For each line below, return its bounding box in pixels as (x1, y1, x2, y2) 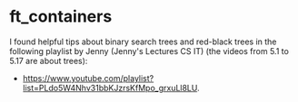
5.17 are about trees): (9, 55, 88, 66)
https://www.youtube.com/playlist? (22, 72, 154, 83)
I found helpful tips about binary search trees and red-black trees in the (9, 36, 277, 47)
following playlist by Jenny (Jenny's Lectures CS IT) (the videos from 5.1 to (9, 45, 289, 56)
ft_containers (9, 6, 113, 27)
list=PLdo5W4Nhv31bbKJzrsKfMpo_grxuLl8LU (22, 82, 198, 93)
